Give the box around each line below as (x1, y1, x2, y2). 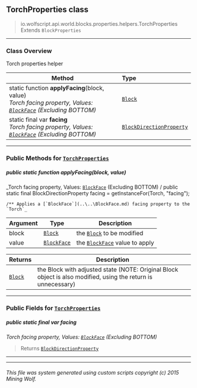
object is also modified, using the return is (37, 273, 152, 281)
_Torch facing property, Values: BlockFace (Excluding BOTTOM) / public (6, 183, 178, 190)
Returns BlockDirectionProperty (20, 344, 99, 352)
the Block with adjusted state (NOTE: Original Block (37, 266, 179, 273)
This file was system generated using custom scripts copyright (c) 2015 (6, 369, 179, 376)
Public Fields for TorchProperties (6, 304, 101, 312)
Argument (9, 219, 38, 227)
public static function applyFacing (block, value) (6, 169, 127, 176)
